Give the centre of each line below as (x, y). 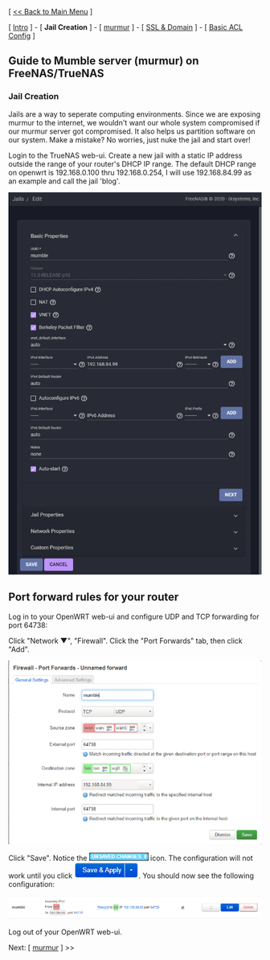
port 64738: (28, 625)
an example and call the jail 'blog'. (64, 181)
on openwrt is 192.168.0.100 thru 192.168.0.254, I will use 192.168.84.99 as (130, 172)
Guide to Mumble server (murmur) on (104, 61)
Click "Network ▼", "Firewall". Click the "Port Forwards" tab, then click (125, 641)
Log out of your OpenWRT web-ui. (65, 932)
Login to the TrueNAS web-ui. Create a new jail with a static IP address (125, 155)
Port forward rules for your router (94, 597)
